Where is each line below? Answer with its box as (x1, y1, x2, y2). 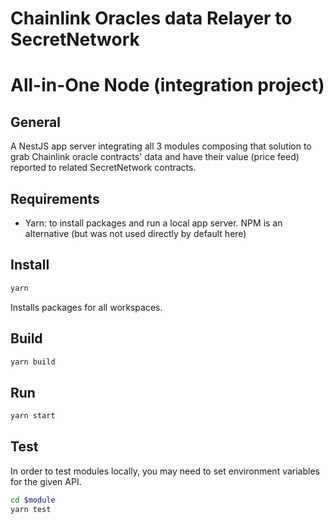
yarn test (10, 504, 52, 514)
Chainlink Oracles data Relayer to (10, 7, 293, 30)
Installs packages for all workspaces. (10, 301, 163, 313)
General (10, 113, 62, 131)
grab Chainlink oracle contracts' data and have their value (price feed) (10, 151, 300, 163)
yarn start (10, 411, 56, 421)
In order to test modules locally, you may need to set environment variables (10, 465, 320, 477)
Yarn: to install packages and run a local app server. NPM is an (24, 217, 283, 229)
